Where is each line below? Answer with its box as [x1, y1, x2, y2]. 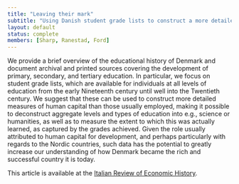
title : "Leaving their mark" [7, 10, 94, 18]
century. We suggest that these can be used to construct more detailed [7, 94, 217, 103]
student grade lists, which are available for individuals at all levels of [7, 79, 207, 88]
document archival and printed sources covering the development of [7, 64, 208, 73]
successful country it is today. [7, 155, 96, 164]
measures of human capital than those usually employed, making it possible [7, 102, 230, 111]
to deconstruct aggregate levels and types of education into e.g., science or [7, 110, 230, 118]
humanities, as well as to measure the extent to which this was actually [7, 117, 216, 126]
